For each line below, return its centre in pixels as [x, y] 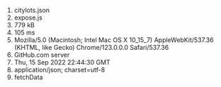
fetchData [28, 77]
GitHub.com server [42, 55]
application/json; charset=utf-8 [59, 70]
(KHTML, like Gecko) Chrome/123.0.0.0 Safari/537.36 [91, 47]
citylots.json [32, 10]
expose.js [28, 18]
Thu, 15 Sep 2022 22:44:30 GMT [62, 62]
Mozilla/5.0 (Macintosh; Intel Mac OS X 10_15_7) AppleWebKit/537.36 [114, 40]
